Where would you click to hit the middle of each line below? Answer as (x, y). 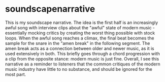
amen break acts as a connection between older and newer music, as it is (80, 48)
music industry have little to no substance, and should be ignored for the (79, 69)
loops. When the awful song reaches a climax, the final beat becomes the (80, 38)
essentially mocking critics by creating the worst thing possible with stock (80, 33)
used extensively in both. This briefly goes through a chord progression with (82, 53)
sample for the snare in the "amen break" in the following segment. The (78, 43)
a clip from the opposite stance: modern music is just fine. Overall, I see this (82, 59)
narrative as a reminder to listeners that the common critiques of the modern (83, 64)
